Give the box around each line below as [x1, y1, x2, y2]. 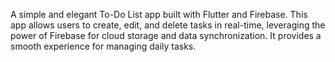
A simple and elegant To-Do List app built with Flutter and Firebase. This [10, 9, 308, 20]
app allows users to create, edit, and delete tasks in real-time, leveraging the [10, 19, 326, 31]
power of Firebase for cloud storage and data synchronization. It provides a [10, 30, 322, 41]
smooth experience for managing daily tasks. [10, 40, 197, 52]
